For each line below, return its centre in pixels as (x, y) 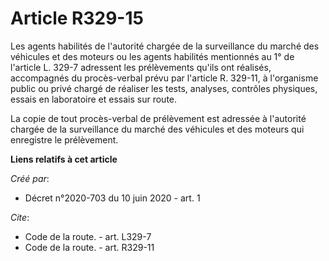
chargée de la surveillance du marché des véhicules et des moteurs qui (157, 129)
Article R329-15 (77, 18)
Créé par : (30, 178)
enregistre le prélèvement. (64, 139)
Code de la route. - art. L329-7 (88, 236)
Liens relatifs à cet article (64, 159)
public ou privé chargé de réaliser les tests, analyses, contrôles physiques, (164, 88)
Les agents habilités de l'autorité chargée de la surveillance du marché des (165, 46)
